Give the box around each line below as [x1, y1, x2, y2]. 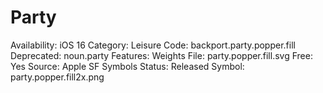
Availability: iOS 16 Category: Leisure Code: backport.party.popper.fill [10, 39, 296, 51]
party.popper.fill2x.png [10, 71, 105, 83]
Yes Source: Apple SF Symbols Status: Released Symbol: [10, 60, 245, 72]
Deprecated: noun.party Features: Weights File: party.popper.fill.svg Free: [10, 49, 313, 61]
